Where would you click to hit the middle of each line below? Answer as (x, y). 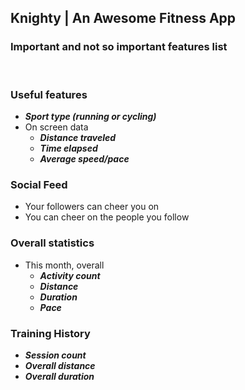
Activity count (70, 275)
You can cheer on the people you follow (107, 217)
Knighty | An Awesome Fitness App (123, 18)
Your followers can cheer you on (92, 207)
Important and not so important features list (119, 47)
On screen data (56, 127)
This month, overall (64, 265)
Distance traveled (78, 137)
